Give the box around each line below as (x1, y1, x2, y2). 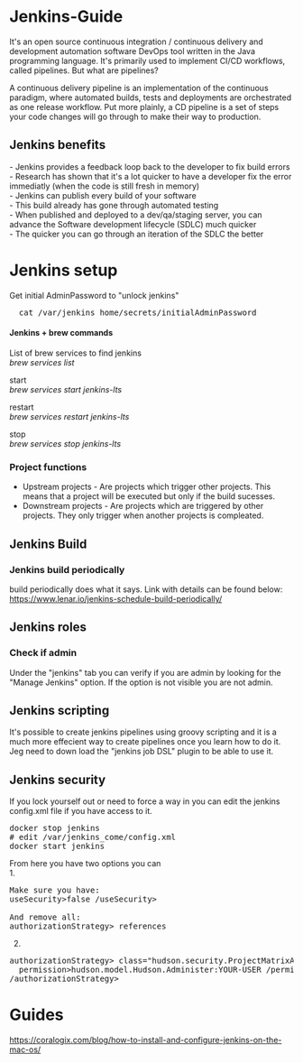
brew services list (9, 356, 75, 367)
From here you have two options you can (9, 858, 161, 869)
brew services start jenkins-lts (9, 384, 123, 394)
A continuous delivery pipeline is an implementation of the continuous (9, 82, 269, 93)
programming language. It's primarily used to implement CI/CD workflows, (9, 55, 286, 66)
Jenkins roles (9, 620, 87, 635)
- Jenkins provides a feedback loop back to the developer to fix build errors (9, 161, 290, 172)
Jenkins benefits (9, 137, 106, 153)
